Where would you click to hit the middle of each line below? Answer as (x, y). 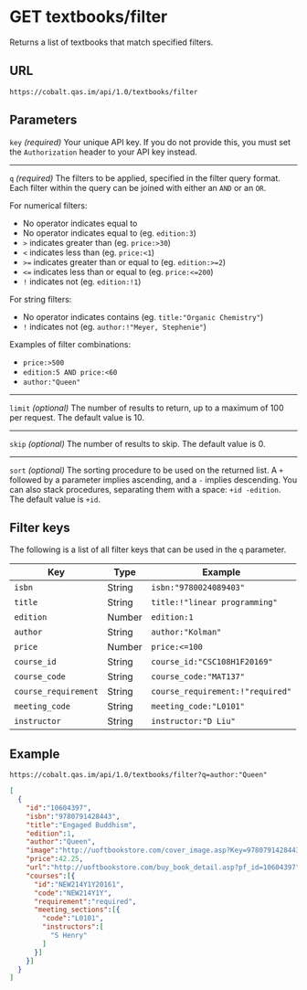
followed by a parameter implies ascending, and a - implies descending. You (153, 479)
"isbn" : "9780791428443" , (73, 816)
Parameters (43, 120)
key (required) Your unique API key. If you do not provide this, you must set (150, 142)
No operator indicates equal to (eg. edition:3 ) (109, 233)
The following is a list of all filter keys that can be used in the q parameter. (148, 549)
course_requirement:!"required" (222, 692)
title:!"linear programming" (214, 602)
